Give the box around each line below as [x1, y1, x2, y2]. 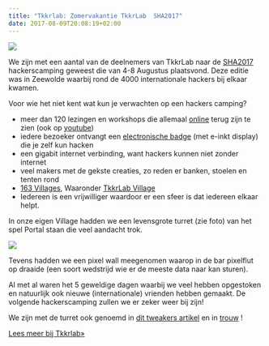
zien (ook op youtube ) [19, 122, 95, 132]
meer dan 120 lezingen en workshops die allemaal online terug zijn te [19, 114, 251, 124]
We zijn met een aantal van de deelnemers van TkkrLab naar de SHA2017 [8, 57, 254, 66]
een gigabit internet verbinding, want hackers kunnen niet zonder [19, 148, 239, 158]
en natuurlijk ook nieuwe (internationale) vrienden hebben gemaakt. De [8, 288, 246, 298]
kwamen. [8, 83, 39, 92]
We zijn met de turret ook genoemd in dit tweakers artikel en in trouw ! [8, 313, 243, 323]
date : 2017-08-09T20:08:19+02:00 [8, 19, 122, 28]
